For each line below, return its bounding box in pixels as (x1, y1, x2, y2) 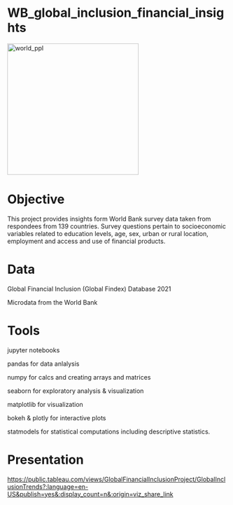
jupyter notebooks (7, 345, 60, 354)
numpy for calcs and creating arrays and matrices (7, 373, 151, 381)
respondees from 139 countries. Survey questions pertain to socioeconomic (7, 222, 226, 230)
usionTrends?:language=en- (7, 482, 89, 491)
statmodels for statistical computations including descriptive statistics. (7, 427, 211, 436)
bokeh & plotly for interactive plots (7, 413, 106, 422)
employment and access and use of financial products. (7, 237, 166, 245)
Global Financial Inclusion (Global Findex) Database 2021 (7, 284, 171, 293)
